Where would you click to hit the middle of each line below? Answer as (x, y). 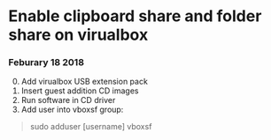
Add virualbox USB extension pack (84, 82)
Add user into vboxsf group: (72, 110)
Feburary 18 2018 (46, 63)
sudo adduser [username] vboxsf (91, 127)
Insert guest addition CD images (80, 91)
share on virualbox (78, 35)
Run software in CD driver (68, 100)
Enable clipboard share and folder (135, 16)
